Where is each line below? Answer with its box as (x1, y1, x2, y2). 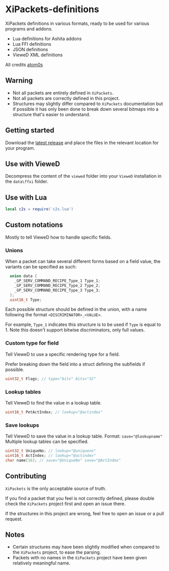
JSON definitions (12, 46, 48, 52)
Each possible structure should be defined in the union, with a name (5, 306, 147, 313)
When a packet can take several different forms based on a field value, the (5, 258, 161, 264)
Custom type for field (5, 340, 59, 347)
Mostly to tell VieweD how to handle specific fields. (5, 234, 112, 240)
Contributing (5, 472, 47, 481)
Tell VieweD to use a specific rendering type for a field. (5, 351, 120, 357)
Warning (5, 76, 33, 85)
